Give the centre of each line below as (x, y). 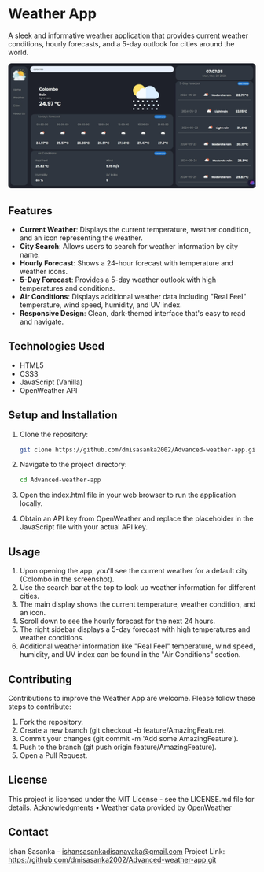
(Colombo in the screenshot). (67, 579)
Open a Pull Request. (53, 755)
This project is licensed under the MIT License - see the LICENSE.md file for (131, 799)
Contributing (40, 679)
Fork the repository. (51, 722)
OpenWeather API (48, 390)
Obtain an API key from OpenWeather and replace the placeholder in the (136, 519)
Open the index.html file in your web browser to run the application (128, 495)
